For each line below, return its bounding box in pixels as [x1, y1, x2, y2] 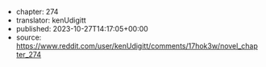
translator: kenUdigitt [15, 15, 86, 25]
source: [15, 32, 42, 42]
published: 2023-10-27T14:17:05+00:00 [15, 24, 149, 33]
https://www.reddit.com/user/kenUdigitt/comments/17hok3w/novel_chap [15, 41, 258, 51]
